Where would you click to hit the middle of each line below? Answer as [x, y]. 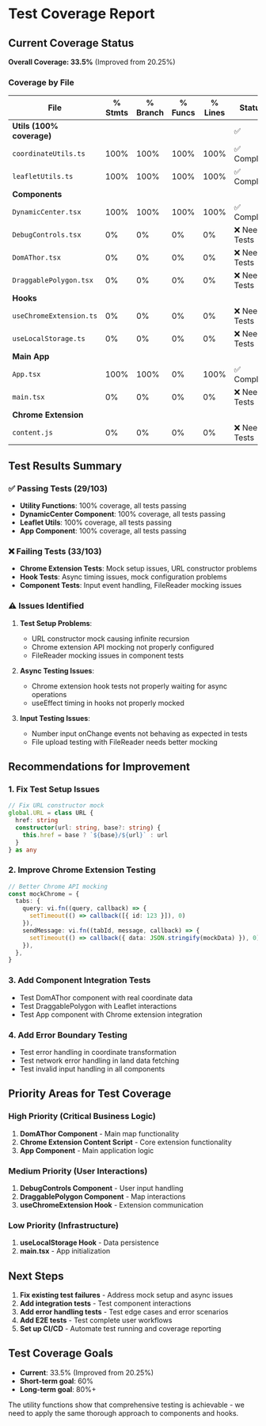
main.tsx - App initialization [65, 1251]
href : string [37, 821]
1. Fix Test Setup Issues [54, 789]
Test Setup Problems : [56, 623]
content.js [32, 433]
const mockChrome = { [44, 894]
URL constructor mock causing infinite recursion [110, 639]
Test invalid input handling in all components [92, 1068]
